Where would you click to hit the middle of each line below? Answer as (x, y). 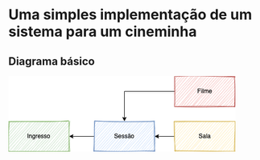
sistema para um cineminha (103, 32)
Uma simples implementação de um (130, 15)
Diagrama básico (52, 61)
